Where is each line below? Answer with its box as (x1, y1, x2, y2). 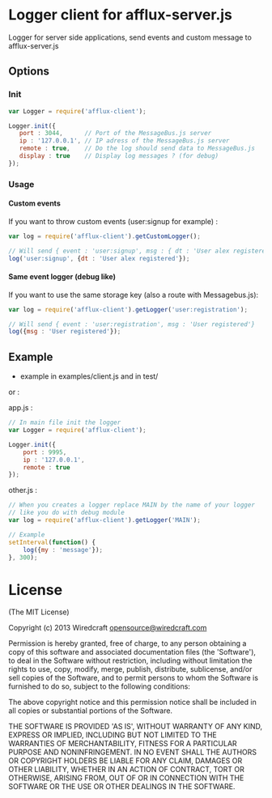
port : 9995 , (23, 448, 67, 456)
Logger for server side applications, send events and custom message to (8, 32, 253, 42)
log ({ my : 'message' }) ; (23, 545, 104, 554)
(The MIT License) (8, 607, 70, 617)
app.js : (8, 403, 33, 413)
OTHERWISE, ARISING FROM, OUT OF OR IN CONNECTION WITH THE (8, 773, 244, 783)
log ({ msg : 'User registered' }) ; (8, 328, 121, 336)
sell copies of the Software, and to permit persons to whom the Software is (8, 673, 259, 683)
